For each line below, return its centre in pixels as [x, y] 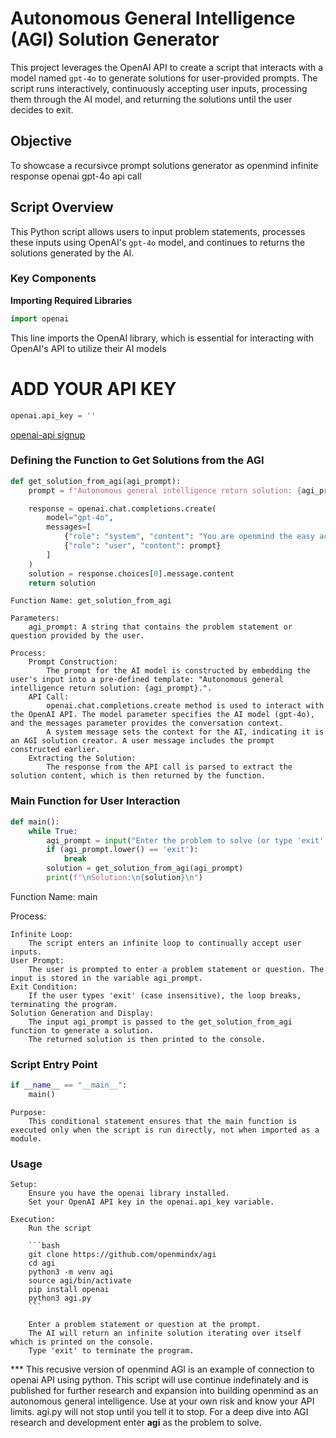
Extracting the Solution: [82, 758]
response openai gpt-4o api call [76, 176]
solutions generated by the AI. [72, 253]
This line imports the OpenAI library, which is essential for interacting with [162, 338]
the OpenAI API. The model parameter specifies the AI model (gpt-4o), [162, 715]
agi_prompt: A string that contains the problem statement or [160, 627]
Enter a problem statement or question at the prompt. [145, 1325]
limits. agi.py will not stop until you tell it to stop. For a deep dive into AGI [159, 1412]
